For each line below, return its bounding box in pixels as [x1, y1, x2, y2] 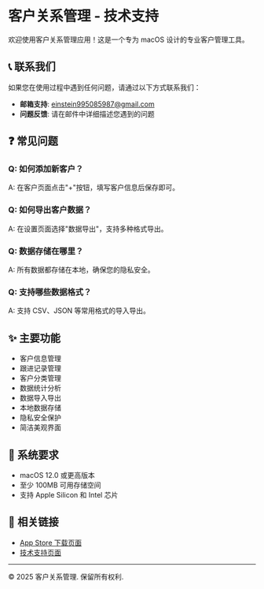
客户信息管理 [19, 354, 61, 363]
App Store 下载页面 [19, 538, 82, 547]
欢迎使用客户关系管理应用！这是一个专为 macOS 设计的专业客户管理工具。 [8, 35, 249, 44]
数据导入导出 [19, 393, 61, 403]
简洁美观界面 [19, 423, 61, 432]
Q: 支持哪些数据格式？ [8, 286, 92, 297]
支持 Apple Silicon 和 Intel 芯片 [19, 490, 119, 499]
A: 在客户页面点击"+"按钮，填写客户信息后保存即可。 [8, 183, 179, 192]
